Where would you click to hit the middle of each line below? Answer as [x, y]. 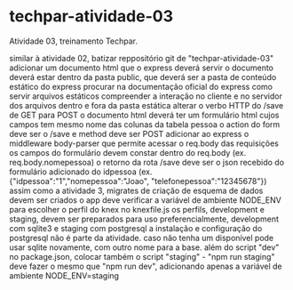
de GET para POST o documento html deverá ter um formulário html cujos [144, 115]
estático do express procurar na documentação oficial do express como [141, 86]
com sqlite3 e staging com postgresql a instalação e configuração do [136, 228]
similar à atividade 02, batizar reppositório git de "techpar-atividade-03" [142, 58]
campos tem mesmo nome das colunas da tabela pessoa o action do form [145, 124]
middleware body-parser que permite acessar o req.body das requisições [144, 143]
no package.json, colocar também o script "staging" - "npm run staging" [142, 256]
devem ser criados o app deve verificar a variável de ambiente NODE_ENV [145, 200]
